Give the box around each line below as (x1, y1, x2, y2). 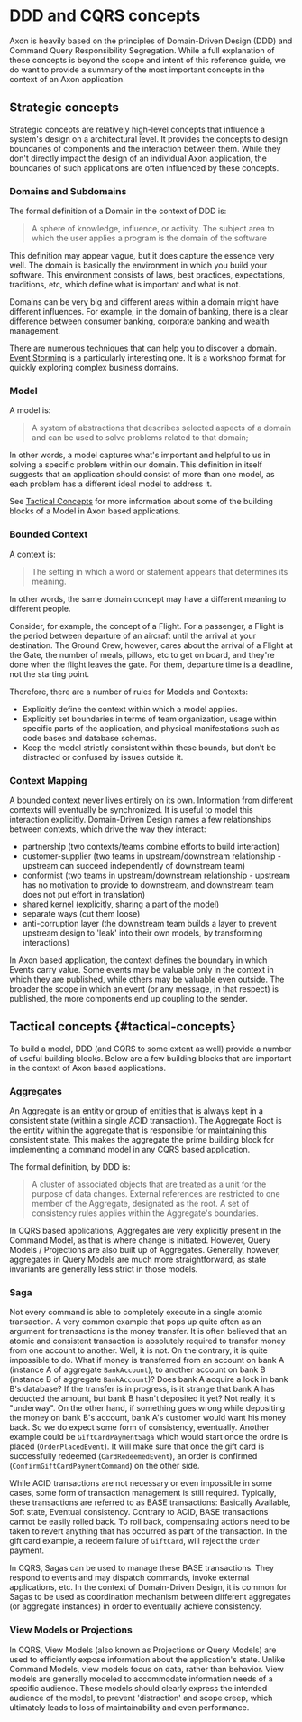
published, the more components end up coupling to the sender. (9, 993, 248, 1003)
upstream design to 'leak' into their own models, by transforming (22, 927, 263, 938)
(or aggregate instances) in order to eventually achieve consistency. (9, 1601, 262, 1612)
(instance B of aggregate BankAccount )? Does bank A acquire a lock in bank (9, 1374, 288, 1385)
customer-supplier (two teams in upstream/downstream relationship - (22, 851, 282, 861)
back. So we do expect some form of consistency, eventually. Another (9, 1422, 270, 1433)
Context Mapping (9, 774, 87, 786)
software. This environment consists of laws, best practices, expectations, (9, 269, 286, 280)
